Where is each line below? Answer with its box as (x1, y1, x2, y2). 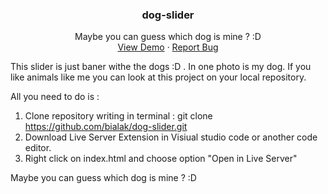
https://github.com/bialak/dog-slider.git (24, 121, 188, 133)
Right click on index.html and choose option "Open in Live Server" (24, 153, 298, 165)
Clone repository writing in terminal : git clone (24, 110, 213, 122)
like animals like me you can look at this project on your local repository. (10, 71, 307, 83)
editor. (24, 142, 52, 154)
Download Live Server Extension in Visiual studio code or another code (24, 131, 318, 143)
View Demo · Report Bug (117, 41, 219, 53)
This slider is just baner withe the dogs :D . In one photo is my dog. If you (10, 61, 312, 73)
